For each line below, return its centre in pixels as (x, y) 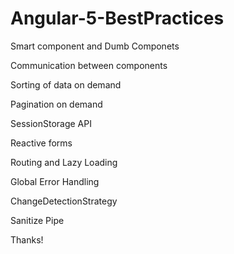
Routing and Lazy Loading (64, 162)
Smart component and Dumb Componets (95, 46)
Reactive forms (41, 143)
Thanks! (27, 239)
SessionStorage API (51, 123)
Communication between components (89, 65)
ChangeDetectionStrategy (64, 201)
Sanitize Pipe (37, 220)
